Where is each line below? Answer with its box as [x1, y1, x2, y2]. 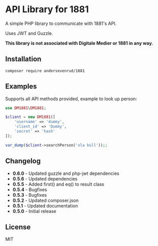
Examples [5, 82, 37, 91]
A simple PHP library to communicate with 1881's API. [5, 20, 117, 26]
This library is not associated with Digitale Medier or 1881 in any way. [5, 40, 153, 46]
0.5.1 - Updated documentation [12, 202, 78, 209]
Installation [5, 55, 42, 64]
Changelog [5, 157, 41, 166]
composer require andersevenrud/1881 [5, 68, 85, 73]
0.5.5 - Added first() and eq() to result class [12, 181, 105, 187]
